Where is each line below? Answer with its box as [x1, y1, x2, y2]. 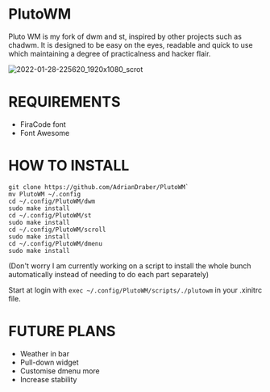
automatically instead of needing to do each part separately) [8, 269, 210, 279]
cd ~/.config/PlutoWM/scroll [8, 226, 106, 234]
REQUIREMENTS [8, 93, 121, 112]
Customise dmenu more [19, 365, 101, 376]
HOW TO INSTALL [8, 157, 130, 175]
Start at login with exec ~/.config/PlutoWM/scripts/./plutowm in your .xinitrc [8, 285, 263, 295]
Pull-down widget [19, 357, 79, 367]
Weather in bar [19, 348, 70, 358]
